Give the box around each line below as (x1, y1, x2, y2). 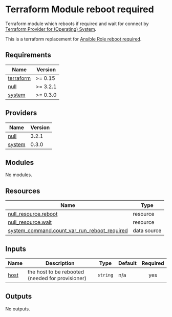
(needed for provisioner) (27, 275, 87, 282)
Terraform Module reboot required (5, 4, 155, 15)
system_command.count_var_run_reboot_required (8, 227, 128, 234)
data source (133, 227, 162, 234)
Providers (5, 109, 37, 117)
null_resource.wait (8, 219, 52, 226)
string (97, 272, 114, 278)
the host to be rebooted (27, 268, 84, 275)
